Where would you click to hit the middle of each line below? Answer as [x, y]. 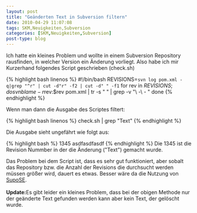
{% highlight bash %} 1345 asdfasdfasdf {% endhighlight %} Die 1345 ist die [99, 143]
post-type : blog [26, 39]
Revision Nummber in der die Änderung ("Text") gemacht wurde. [84, 150]
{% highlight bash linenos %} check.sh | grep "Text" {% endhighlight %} [94, 121]
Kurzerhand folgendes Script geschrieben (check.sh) [71, 68]
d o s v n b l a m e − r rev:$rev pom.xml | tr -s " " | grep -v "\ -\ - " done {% [89, 92]
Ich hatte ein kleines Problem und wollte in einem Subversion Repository [94, 55]
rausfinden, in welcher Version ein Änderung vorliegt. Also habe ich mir [92, 62]
